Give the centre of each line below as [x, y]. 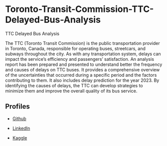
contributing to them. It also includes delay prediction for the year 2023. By [82, 80]
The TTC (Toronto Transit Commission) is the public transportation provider [83, 43]
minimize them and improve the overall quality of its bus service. [71, 91]
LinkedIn [21, 128]
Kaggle [20, 138]
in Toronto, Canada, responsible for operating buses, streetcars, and [76, 48]
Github [19, 119]
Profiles [17, 106]
